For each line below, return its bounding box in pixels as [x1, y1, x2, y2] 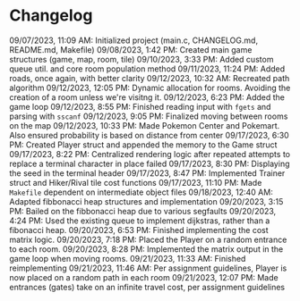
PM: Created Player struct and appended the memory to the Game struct [9, 139, 278, 150]
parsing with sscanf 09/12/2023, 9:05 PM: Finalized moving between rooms [9, 111, 288, 121]
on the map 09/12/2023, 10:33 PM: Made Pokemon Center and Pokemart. [9, 120, 280, 130]
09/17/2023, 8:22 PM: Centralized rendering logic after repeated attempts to [9, 148, 291, 159]
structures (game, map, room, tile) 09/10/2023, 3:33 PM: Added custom [9, 54, 274, 64]
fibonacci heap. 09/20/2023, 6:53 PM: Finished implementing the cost [9, 224, 269, 235]
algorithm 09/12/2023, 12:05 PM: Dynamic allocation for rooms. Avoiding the [9, 82, 291, 93]
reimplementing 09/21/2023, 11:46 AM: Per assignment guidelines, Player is [9, 263, 287, 273]
